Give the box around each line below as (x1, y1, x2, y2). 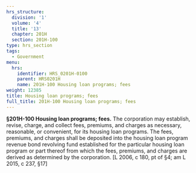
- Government (11, 54, 45, 60)
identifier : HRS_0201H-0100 (17, 71, 87, 77)
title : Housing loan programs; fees (6, 93, 98, 99)
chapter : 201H (11, 31, 47, 37)
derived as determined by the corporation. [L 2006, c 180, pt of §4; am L (6, 153, 186, 160)
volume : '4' (11, 20, 42, 26)
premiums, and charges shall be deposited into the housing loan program (6, 134, 188, 142)
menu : (6, 59, 20, 65)
